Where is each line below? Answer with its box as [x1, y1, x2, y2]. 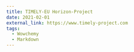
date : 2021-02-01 [6, 14, 50, 20]
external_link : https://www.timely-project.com [6, 20, 129, 26]
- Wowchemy [11, 31, 39, 37]
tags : [6, 25, 20, 32]
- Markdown [11, 36, 39, 42]
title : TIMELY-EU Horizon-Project [6, 8, 94, 15]
